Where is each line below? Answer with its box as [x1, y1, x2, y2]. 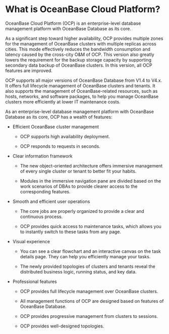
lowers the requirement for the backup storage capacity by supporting [5, 57, 151, 63]
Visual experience [12, 238, 50, 244]
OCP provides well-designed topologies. [20, 323, 104, 329]
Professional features [12, 279, 57, 285]
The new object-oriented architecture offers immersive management [20, 162, 163, 169]
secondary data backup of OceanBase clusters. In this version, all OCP [5, 62, 152, 68]
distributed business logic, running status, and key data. [20, 268, 137, 274]
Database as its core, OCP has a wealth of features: [5, 114, 112, 120]
